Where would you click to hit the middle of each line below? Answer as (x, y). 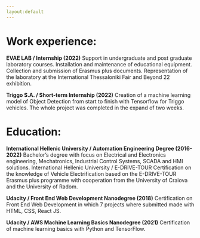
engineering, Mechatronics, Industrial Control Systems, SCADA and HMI (95, 161)
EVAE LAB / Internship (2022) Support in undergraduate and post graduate (99, 58)
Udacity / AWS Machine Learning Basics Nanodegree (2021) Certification (98, 222)
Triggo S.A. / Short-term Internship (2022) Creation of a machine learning (99, 95)
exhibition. (19, 83)
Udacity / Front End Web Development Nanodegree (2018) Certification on (99, 198)
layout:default (25, 12)
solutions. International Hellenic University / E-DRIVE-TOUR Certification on (99, 167)
